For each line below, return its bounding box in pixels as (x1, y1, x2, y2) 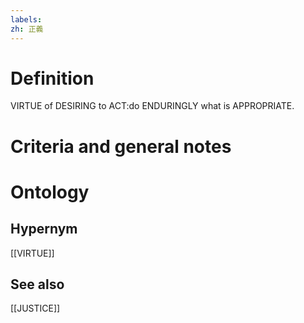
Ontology (10, 181, 90, 203)
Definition (10, 67, 95, 90)
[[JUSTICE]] (10, 302, 61, 315)
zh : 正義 (10, 24, 44, 34)
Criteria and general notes (10, 135, 232, 158)
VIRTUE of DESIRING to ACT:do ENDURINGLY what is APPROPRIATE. (10, 100, 295, 112)
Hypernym (10, 221, 78, 238)
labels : (10, 14, 43, 25)
